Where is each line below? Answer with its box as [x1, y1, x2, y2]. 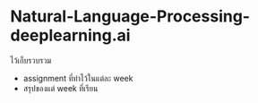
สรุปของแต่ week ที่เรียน [22, 82, 99, 93]
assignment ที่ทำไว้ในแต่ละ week [22, 73, 133, 83]
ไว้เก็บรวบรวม [10, 55, 52, 65]
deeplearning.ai [10, 25, 131, 46]
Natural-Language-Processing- [10, 6, 250, 27]
